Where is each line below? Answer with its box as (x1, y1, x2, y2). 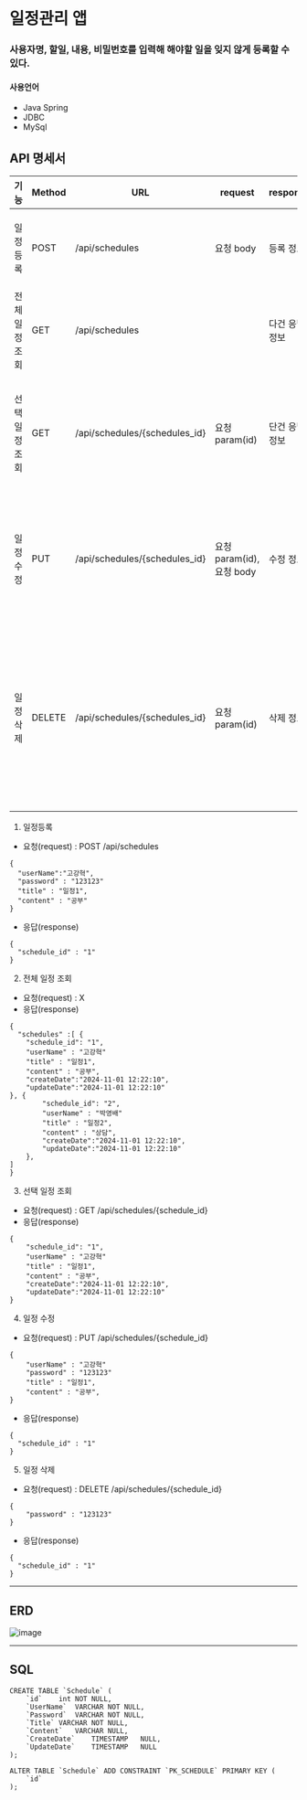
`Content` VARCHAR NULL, (26, 1726, 129, 1735)
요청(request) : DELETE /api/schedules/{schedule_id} (22, 1484, 222, 1495)
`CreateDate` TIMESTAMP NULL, (26, 1734, 162, 1743)
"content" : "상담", (42, 1128, 117, 1138)
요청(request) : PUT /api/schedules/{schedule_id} (22, 1332, 208, 1344)
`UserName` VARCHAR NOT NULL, (26, 1702, 145, 1711)
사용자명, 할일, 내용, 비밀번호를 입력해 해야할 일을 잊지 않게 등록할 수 (9, 43, 291, 56)
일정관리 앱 (9, 8, 88, 29)
